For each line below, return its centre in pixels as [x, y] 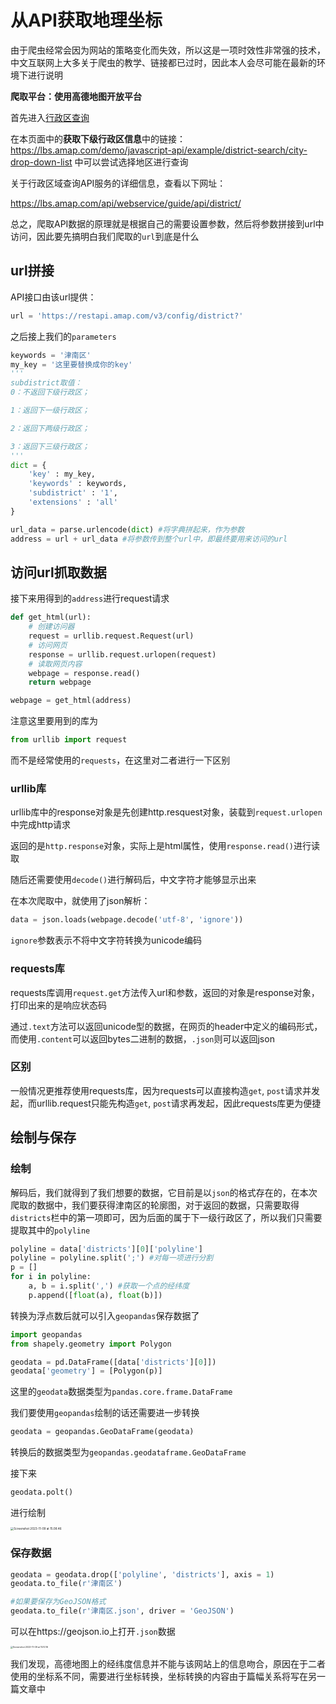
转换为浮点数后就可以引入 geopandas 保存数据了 [105, 1315]
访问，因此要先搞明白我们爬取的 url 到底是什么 [105, 236]
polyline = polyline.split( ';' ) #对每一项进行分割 [112, 1258]
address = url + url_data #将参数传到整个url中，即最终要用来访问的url [149, 539]
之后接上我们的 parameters [63, 336]
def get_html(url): [51, 617]
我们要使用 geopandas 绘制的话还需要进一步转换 [105, 1413]
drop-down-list [41, 162]
